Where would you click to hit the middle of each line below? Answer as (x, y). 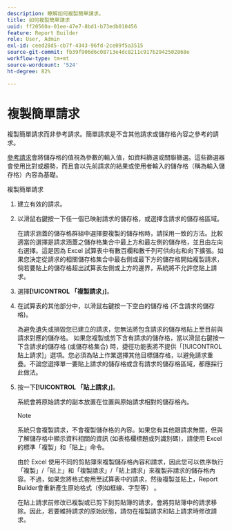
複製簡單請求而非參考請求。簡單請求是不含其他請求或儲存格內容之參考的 (110, 134)
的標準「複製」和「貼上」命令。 (62, 447)
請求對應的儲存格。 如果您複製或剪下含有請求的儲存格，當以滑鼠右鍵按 (118, 338)
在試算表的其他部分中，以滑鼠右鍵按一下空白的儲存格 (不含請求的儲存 (116, 306)
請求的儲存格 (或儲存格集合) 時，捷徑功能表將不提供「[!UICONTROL (126, 347)
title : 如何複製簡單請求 (39, 20)
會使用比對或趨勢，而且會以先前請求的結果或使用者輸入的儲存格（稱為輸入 (113, 166)
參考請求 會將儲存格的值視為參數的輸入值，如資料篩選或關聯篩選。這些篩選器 (116, 158)
